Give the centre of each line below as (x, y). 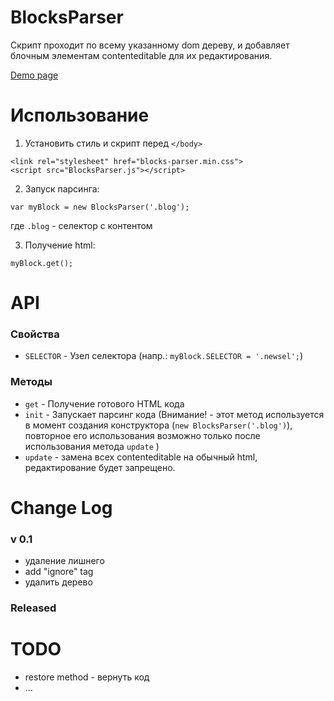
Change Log (61, 507)
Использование (80, 115)
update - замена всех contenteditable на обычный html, (141, 457)
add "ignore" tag (59, 572)
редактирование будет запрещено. (100, 467)
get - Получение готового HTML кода (104, 403)
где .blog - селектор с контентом (81, 225)
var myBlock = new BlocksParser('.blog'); (100, 207)
